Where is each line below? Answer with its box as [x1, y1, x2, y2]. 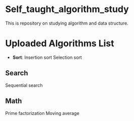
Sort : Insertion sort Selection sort [12, 54, 82, 60]
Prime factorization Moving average [5, 110, 80, 116]
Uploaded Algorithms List [5, 38, 114, 49]
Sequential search [5, 82, 43, 88]
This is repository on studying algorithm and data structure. [5, 20, 128, 26]
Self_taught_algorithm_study [5, 4, 129, 15]
